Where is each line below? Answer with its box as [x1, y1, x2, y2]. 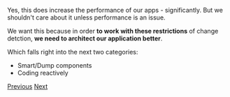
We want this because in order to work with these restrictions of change [7, 27, 219, 35]
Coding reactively [17, 69, 69, 77]
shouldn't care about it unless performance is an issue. [7, 13, 166, 22]
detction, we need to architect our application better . [7, 34, 163, 43]
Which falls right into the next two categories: [7, 48, 138, 56]
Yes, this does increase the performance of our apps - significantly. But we [7, 6, 224, 14]
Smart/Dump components [17, 61, 92, 69]
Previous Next [7, 82, 48, 90]
